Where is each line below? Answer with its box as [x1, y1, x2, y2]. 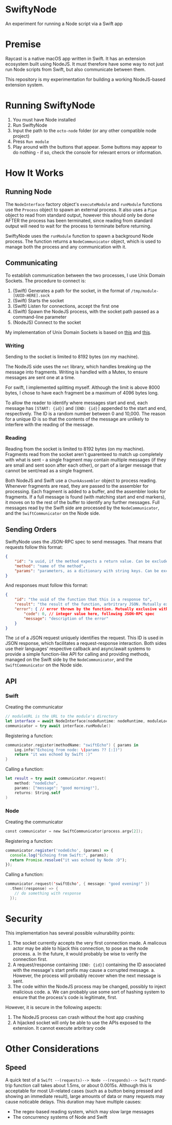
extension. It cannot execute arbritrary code [12, 1025, 106, 1031]
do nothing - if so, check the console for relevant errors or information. [12, 149, 162, 155]
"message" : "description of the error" [24, 616, 109, 621]
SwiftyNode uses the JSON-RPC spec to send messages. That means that [5, 539, 162, 545]
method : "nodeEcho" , [14, 781, 58, 786]
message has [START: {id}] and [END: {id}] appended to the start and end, [5, 405, 167, 411]
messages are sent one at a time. [5, 374, 75, 380]
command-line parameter [12, 314, 67, 320]
